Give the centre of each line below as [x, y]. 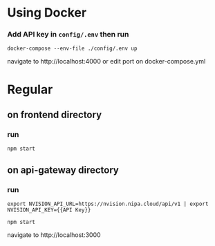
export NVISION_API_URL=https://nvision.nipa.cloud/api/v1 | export [108, 204]
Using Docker [47, 13]
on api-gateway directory [63, 170]
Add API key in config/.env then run [68, 35]
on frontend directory [55, 115]
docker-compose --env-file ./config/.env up [72, 49]
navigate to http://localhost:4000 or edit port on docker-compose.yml [106, 61]
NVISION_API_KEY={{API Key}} [49, 210]
